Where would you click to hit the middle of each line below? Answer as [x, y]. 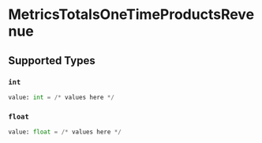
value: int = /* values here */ [61, 97]
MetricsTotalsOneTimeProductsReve [131, 15]
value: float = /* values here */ [65, 132]
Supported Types [52, 60]
